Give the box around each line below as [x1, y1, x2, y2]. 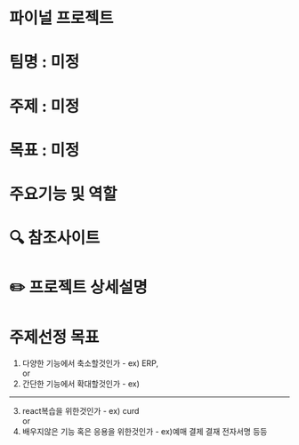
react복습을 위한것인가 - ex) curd [21, 406, 140, 417]
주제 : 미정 [9, 96, 80, 116]
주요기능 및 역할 [9, 184, 117, 204]
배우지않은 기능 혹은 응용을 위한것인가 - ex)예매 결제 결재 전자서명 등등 [21, 426, 268, 437]
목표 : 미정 [9, 139, 80, 160]
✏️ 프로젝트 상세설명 [9, 277, 149, 298]
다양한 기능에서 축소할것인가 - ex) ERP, [21, 358, 158, 369]
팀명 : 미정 [9, 52, 80, 72]
